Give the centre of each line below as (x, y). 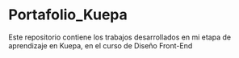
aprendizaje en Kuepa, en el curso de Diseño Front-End (101, 45)
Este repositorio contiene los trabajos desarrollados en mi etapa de (120, 37)
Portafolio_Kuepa (68, 15)
